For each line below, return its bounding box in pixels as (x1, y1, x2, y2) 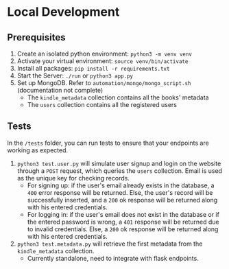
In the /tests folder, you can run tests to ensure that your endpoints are (7, 139, 209, 147)
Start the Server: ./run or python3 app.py (16, 71, 134, 80)
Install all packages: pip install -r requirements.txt (16, 65, 170, 72)
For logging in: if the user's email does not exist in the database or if (27, 210, 219, 218)
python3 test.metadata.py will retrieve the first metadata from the (16, 239, 203, 248)
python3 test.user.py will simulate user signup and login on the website (16, 159, 221, 167)
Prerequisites (7, 32, 66, 43)
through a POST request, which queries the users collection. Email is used (16, 166, 223, 175)
